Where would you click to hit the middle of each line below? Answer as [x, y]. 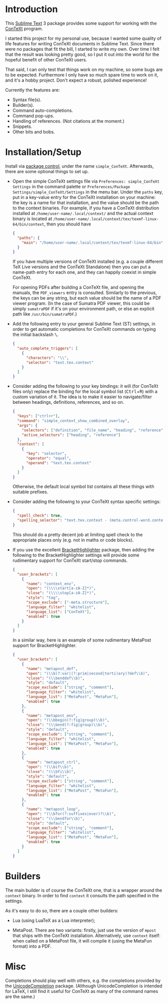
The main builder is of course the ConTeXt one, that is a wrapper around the [84, 890]
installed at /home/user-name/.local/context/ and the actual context [83, 213]
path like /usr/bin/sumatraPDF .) [45, 314]
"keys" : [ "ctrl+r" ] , [39, 416]
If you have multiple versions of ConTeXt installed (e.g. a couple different [88, 262]
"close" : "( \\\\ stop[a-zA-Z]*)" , [61, 593]
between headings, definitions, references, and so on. [68, 402]
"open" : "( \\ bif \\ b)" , [50, 767]
